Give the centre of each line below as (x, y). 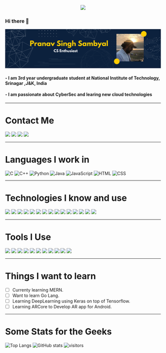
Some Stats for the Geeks (59, 332)
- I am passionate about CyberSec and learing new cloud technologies (79, 95)
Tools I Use (28, 237)
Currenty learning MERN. (38, 290)
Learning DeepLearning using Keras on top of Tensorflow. (71, 301)
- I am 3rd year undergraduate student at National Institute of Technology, (83, 78)
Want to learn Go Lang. (36, 295)
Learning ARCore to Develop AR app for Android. (62, 306)
